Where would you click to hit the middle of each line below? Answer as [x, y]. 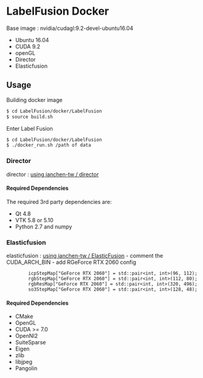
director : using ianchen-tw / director [53, 174]
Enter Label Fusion [30, 128]
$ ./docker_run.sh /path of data [49, 145]
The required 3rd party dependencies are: [59, 202]
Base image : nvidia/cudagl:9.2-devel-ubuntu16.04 [70, 28]
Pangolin [26, 368]
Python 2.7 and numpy [44, 227]
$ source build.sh [30, 117]
